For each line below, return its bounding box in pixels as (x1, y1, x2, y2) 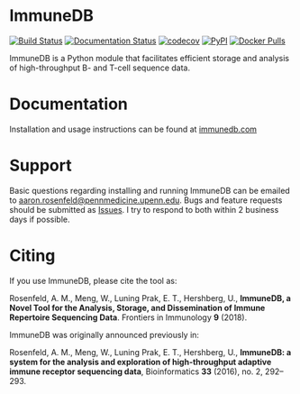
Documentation (9, 94, 129, 115)
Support (9, 155, 72, 176)
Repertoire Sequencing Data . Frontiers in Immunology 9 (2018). (9, 312, 248, 323)
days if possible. (9, 214, 70, 224)
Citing (9, 245, 56, 266)
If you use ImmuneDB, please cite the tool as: (9, 275, 177, 286)
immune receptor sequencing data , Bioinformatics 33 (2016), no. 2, (9, 366, 263, 377)
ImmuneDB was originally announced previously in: (9, 329, 200, 340)
